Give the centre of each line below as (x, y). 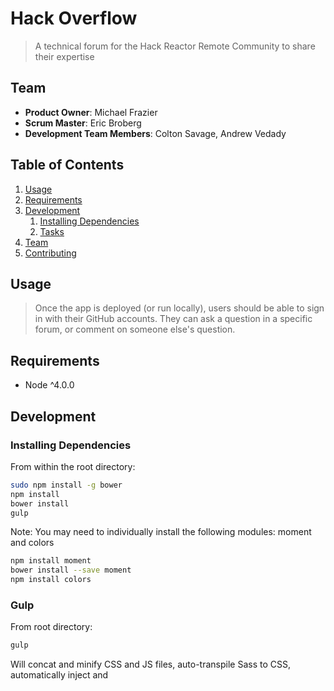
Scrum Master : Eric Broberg (83, 123)
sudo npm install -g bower (66, 485)
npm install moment (51, 561)
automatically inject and (59, 675)
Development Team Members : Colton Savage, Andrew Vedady (155, 133)
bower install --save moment (71, 570)
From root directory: (51, 627)
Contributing (50, 253)
